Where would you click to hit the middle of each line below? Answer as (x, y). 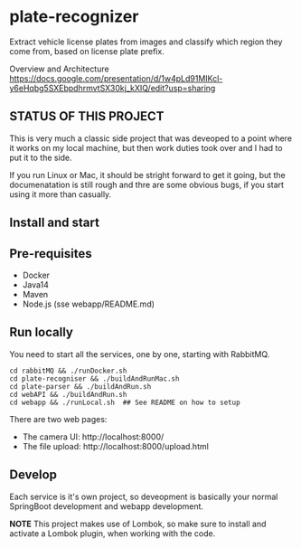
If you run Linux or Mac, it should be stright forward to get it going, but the (148, 175)
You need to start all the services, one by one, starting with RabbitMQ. (140, 354)
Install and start (54, 223)
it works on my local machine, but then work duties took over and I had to (146, 147)
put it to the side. (41, 157)
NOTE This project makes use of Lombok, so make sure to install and (138, 524)
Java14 (36, 284)
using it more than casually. (61, 194)
